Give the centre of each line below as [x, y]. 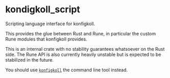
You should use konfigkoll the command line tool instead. [67, 70]
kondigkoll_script [43, 9]
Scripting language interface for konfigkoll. [50, 24]
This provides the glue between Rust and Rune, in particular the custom [81, 33]
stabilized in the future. [29, 60]
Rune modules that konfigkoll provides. [46, 39]
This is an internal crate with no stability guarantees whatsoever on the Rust [85, 49]
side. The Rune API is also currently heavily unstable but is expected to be [83, 54]
